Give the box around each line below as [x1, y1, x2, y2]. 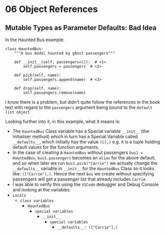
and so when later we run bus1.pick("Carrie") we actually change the [12, 160, 158, 166]
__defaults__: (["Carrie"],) [57, 225, 118, 230]
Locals [12, 193, 26, 198]
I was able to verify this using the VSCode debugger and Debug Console [12, 181, 159, 187]
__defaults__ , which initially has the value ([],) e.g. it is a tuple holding [12, 139, 160, 145]
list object [5, 110, 30, 115]
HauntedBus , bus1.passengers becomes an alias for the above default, [12, 155, 156, 161]
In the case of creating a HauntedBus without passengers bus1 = [12, 149, 143, 155]
